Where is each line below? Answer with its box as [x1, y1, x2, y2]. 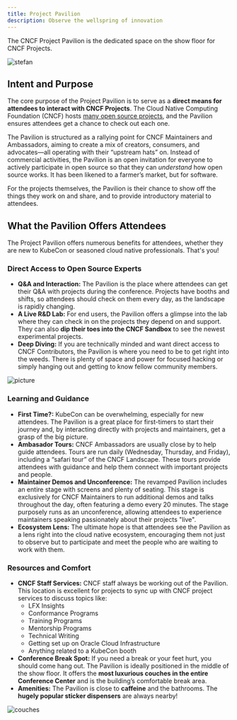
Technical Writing [28, 632, 79, 640]
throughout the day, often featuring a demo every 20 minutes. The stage [17, 500, 229, 509]
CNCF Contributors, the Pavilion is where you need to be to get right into [17, 347, 230, 356]
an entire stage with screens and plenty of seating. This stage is [17, 485, 204, 494]
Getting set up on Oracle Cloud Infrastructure [28, 639, 161, 648]
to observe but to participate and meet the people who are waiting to [17, 538, 219, 546]
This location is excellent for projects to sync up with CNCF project [17, 586, 213, 595]
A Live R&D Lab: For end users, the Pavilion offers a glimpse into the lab [17, 310, 228, 318]
